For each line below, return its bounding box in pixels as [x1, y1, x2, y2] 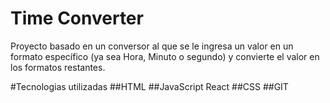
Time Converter [10, 7, 144, 30]
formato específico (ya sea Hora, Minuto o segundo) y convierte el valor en [10, 50, 320, 62]
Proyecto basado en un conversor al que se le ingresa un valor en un [10, 40, 294, 52]
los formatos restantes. [10, 61, 106, 73]
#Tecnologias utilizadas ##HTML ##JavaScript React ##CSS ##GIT [10, 80, 289, 92]
